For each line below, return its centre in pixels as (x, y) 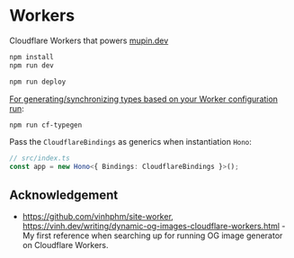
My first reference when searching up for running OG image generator (152, 236)
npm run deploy (38, 82)
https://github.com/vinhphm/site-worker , (98, 216)
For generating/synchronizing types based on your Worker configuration (144, 99)
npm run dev (31, 65)
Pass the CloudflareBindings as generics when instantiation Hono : (130, 142)
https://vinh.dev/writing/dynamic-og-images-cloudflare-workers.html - (154, 226)
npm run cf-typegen (46, 125)
